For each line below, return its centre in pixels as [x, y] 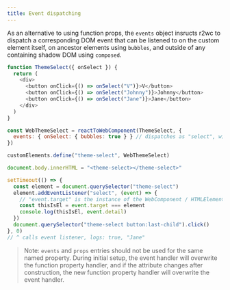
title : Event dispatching [44, 13]
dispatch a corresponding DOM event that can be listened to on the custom [113, 40]
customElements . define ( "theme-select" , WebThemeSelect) [88, 156]
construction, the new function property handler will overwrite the [117, 272]
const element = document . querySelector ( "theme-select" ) [96, 186]
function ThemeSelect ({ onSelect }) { [62, 67]
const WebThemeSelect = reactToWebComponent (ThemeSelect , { [95, 131]
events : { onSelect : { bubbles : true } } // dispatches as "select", [114, 137]
